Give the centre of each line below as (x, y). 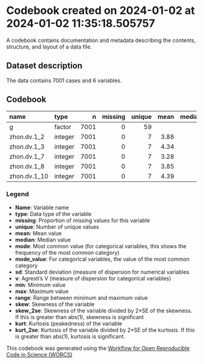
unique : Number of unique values (57, 227)
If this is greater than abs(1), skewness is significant (79, 317)
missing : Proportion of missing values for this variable (82, 220)
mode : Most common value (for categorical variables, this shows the (101, 246)
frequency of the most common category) (67, 252)
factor (63, 127)
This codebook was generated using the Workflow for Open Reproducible (98, 348)
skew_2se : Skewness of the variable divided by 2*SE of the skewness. (104, 311)
